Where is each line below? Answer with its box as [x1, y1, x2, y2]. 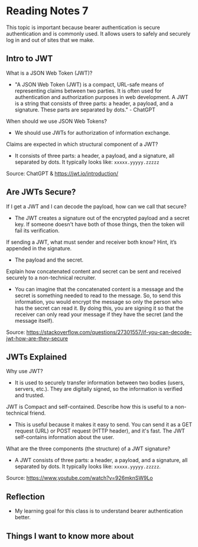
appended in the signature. [6, 244, 72, 252]
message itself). [14, 317, 54, 324]
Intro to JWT [6, 53, 53, 63]
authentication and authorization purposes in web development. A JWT [14, 93, 189, 100]
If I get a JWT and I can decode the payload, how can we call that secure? [6, 203, 187, 210]
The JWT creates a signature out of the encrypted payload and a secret [14, 214, 190, 221]
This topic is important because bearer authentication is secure [6, 24, 161, 31]
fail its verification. [14, 227, 60, 234]
